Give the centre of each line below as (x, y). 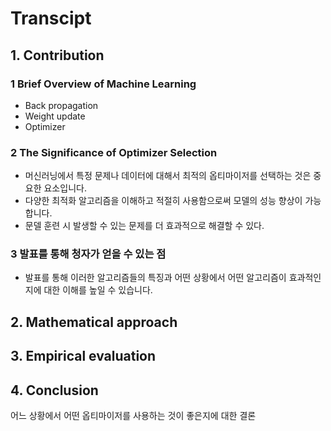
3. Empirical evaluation (83, 356)
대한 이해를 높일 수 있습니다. (98, 290)
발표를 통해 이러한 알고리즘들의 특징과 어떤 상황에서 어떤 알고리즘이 (155, 278)
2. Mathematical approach (94, 322)
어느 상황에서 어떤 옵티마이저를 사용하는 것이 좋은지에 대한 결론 (133, 416)
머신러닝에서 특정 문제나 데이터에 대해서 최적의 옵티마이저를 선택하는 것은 (168, 176)
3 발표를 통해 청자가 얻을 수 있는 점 (88, 254)
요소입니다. (65, 188)
